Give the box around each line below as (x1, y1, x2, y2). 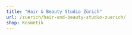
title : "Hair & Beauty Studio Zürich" (6, 8, 102, 15)
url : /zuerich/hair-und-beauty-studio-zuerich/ (6, 14, 127, 20)
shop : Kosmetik (6, 20, 44, 26)
